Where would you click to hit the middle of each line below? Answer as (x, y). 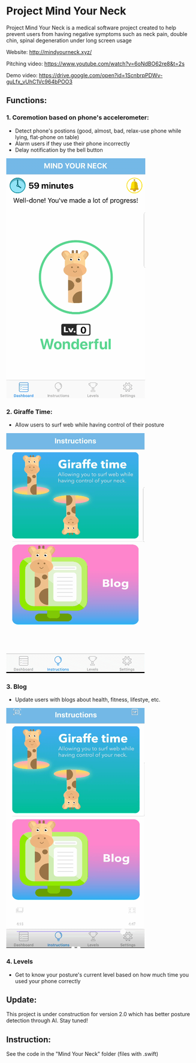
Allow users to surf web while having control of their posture (90, 425)
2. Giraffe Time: (29, 412)
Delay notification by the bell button (59, 150)
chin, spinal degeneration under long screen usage (69, 40)
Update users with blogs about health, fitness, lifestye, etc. (88, 699)
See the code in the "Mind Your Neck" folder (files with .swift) (82, 1054)
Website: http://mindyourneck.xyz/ (49, 52)
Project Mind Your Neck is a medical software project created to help (91, 28)
